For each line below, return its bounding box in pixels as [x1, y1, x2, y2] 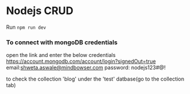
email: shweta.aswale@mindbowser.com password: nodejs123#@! [6, 64, 166, 71]
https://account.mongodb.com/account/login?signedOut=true [6, 58, 156, 65]
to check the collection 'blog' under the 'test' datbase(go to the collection [6, 75, 185, 83]
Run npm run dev [6, 23, 46, 31]
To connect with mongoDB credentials [6, 38, 118, 46]
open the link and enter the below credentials [6, 52, 116, 59]
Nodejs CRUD [6, 4, 74, 18]
